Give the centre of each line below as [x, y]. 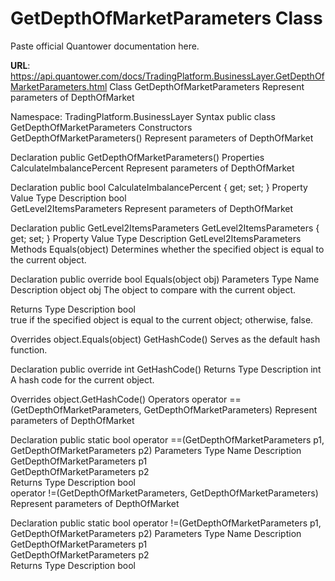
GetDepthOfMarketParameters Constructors [101, 127]
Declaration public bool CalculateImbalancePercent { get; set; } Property [159, 187]
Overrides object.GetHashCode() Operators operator [119, 399]
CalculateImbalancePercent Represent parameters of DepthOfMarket [152, 168]
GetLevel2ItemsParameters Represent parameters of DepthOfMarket [152, 208]
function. [29, 349]
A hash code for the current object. [82, 379]
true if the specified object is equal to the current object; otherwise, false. [162, 319]
